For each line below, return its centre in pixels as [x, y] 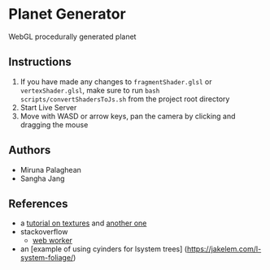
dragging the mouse [54, 124]
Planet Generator [67, 14]
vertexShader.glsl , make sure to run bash [90, 90]
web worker [52, 241]
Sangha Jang [42, 178]
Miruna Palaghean [50, 169]
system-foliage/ [47, 258]
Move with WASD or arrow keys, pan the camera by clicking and [128, 116]
